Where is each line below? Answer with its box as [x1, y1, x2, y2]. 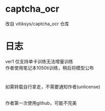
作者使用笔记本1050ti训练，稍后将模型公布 [5, 64, 94, 71]
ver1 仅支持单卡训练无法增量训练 [5, 58, 73, 64]
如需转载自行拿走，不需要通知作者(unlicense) [5, 84, 100, 90]
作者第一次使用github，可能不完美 [5, 100, 77, 106]
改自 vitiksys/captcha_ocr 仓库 [5, 20, 69, 27]
